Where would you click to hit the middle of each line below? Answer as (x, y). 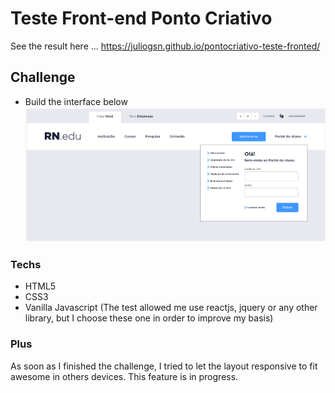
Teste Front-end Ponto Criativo (141, 18)
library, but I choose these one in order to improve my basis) (149, 318)
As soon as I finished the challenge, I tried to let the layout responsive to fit (164, 366)
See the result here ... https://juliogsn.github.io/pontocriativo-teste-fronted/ (165, 46)
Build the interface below (76, 101)
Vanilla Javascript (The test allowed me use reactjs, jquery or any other (171, 308)
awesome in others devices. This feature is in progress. (124, 376)
